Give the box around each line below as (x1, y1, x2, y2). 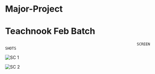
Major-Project (5, 3, 63, 15)
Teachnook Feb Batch (5, 26, 96, 37)
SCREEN (136, 42, 151, 47)
